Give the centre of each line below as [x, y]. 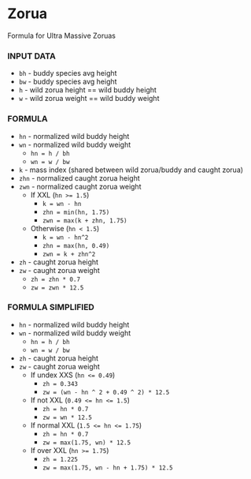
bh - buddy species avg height [68, 73]
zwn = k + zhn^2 [69, 254]
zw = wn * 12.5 [67, 417]
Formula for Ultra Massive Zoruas [61, 36]
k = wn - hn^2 [65, 238]
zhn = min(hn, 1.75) [76, 212]
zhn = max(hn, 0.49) [76, 245]
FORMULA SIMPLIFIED [51, 307]
